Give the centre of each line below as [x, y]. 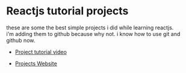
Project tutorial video [41, 51]
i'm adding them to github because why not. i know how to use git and [93, 34]
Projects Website [36, 63]
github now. [21, 40]
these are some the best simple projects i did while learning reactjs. [90, 28]
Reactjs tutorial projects [67, 11]
